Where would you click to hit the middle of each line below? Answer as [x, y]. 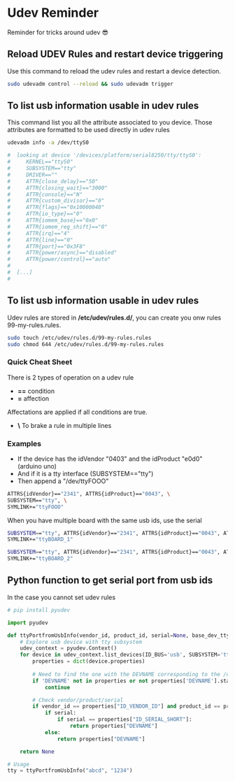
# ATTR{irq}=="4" [39, 233]
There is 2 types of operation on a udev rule [71, 377]
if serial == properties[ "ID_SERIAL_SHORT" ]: [124, 719]
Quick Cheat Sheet [40, 362]
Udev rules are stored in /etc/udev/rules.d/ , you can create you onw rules [114, 317]
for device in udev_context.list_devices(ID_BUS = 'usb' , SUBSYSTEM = [120, 655]
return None [37, 752]
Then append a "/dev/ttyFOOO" [63, 481]
